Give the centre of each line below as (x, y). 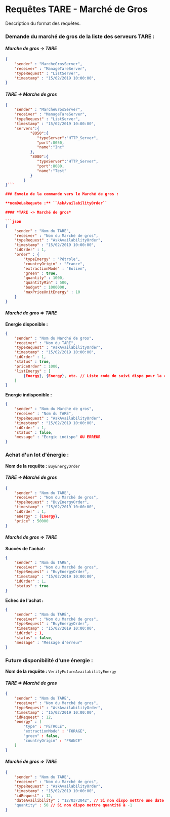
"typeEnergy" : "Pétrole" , (52, 259)
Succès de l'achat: (25, 548)
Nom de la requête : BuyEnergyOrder (43, 466)
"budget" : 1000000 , (45, 288)
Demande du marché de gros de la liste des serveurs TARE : (80, 36)
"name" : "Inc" (51, 147)
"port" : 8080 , (51, 166)
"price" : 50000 (32, 521)
